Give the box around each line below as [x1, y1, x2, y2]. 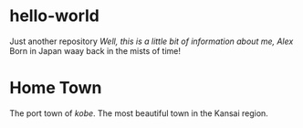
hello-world [9, 5, 100, 27]
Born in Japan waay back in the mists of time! [9, 45, 181, 56]
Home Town [9, 78, 102, 99]
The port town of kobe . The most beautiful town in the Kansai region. [9, 107, 269, 119]
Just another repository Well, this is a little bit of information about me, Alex [9, 36, 294, 47]
